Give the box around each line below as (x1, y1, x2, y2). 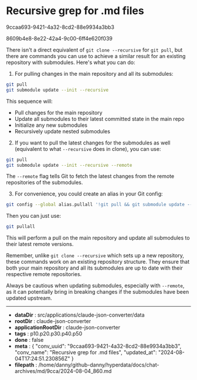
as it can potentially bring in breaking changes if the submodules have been (6, 288, 189, 295)
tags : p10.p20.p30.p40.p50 (14, 330, 83, 337)
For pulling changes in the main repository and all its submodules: (14, 70, 174, 77)
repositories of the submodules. (6, 179, 83, 186)
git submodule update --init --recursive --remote (6, 162, 133, 168)
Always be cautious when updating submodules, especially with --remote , (6, 282, 185, 289)
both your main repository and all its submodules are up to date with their (6, 264, 183, 271)
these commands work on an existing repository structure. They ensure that (6, 258, 190, 265)
